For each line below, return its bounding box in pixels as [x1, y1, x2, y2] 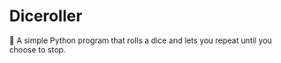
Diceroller [9, 6, 83, 26]
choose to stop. [9, 44, 66, 54]
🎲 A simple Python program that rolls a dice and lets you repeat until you [9, 35, 272, 45]
